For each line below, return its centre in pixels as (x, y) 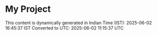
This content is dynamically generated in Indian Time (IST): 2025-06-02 (78, 23)
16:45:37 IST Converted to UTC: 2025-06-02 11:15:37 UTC (64, 28)
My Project (28, 9)
